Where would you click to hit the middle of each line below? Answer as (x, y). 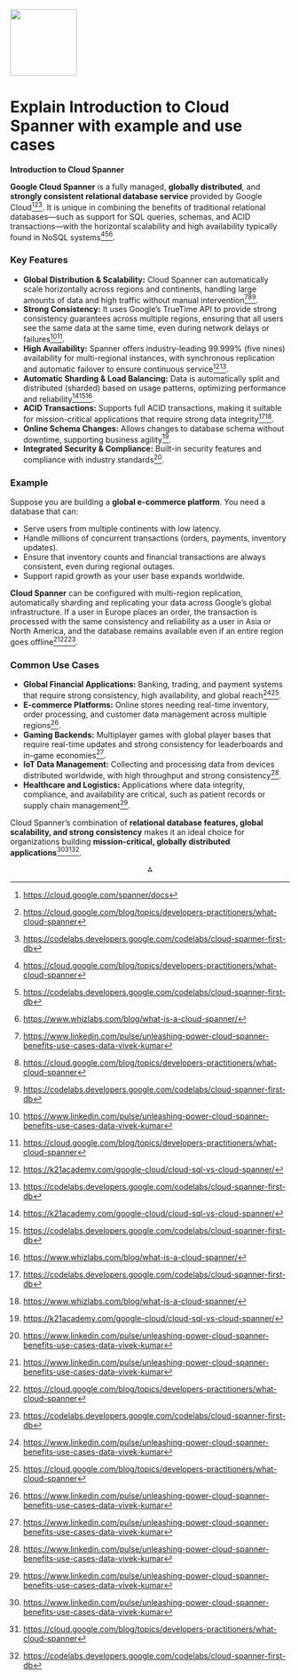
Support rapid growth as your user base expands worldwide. (134, 576)
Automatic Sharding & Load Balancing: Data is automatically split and (151, 378)
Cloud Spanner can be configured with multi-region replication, (126, 593)
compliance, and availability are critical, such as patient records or (144, 794)
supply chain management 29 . (77, 804)
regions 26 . (42, 724)
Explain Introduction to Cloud (120, 107)
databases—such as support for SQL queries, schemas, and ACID (130, 216)
